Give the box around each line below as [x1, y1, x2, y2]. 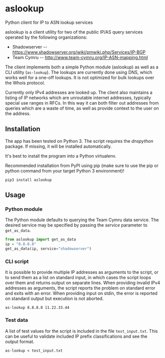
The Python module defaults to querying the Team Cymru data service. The [5, 217, 159, 223]
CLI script [5, 258, 29, 265]
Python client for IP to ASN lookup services [5, 19, 93, 25]
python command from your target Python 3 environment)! [5, 168, 124, 174]
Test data [5, 317, 28, 324]
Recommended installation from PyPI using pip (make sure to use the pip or [5, 162, 159, 169]
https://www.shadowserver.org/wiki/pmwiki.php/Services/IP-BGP [12, 49, 146, 55]
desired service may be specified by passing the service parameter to [5, 222, 148, 228]
